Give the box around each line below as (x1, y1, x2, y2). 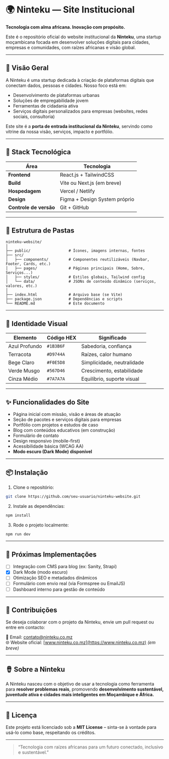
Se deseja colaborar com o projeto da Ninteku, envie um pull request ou (6, 619, 154, 625)
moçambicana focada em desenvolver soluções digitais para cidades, (6, 39, 150, 45)
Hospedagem (8, 187, 41, 194)
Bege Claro (8, 359, 35, 366)
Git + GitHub (60, 204, 89, 211)
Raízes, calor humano (81, 351, 132, 358)
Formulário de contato (13, 432, 59, 439)
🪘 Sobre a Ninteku (6, 665, 65, 674)
